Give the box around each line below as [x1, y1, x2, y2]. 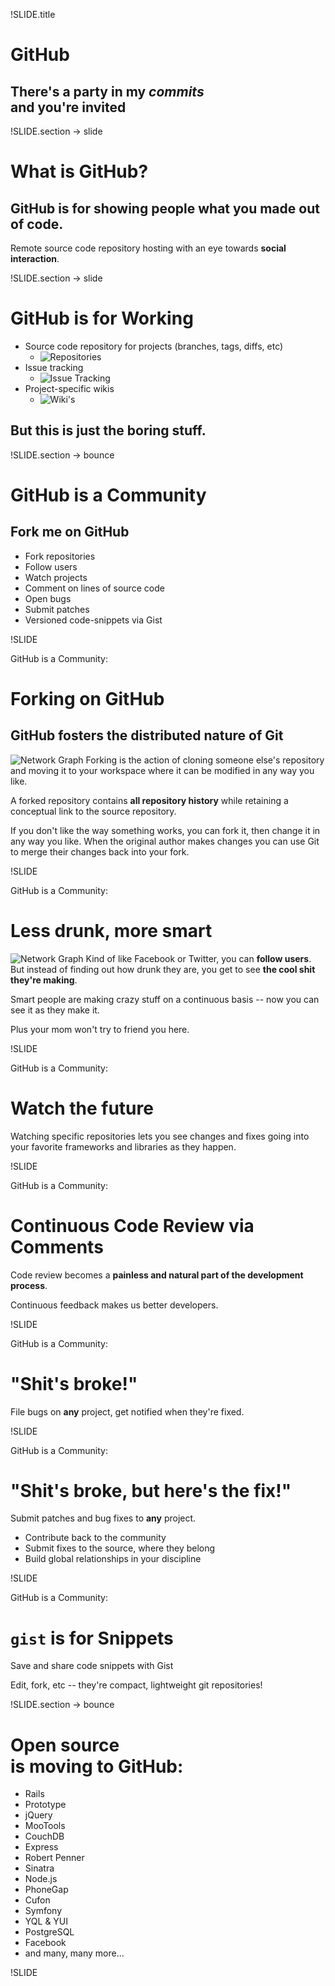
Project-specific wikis [24, 382, 115, 394]
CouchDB [24, 1830, 65, 1843]
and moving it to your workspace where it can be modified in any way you [10, 764, 315, 776]
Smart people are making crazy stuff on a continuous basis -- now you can [10, 993, 320, 1005]
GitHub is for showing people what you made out [10, 200, 320, 217]
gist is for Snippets [10, 1627, 174, 1649]
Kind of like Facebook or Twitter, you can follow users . [85, 952, 312, 964]
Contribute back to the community [24, 1532, 167, 1544]
